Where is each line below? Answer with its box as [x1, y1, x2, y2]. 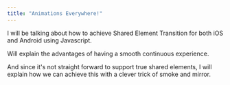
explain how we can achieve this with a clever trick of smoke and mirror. [7, 70, 211, 78]
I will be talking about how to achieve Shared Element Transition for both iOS [7, 29, 224, 37]
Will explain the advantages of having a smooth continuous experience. [7, 49, 209, 58]
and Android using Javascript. [7, 36, 93, 45]
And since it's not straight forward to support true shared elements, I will [7, 62, 212, 71]
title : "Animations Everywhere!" [7, 10, 103, 17]
